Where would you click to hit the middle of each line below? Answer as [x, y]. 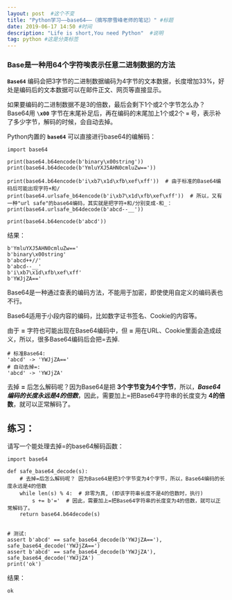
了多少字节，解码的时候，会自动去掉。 [62, 122]
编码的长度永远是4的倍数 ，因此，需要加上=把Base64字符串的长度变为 [107, 396]
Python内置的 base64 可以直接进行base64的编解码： [82, 136]
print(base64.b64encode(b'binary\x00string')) [75, 162]
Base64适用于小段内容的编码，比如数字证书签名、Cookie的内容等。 [104, 316]
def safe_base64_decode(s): [48, 472]
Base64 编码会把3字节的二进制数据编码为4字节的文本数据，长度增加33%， [113, 81]
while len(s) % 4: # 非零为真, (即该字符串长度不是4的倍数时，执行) [111, 494]
